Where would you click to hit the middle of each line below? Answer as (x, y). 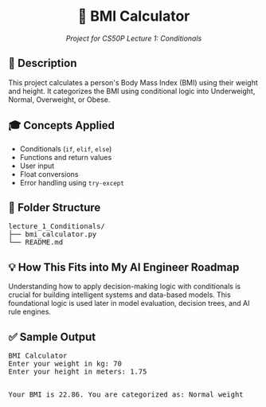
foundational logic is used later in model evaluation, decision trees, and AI (129, 303)
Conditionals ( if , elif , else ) (66, 149)
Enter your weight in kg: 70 (65, 364)
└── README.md (36, 243)
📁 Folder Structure (55, 207)
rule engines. (30, 312)
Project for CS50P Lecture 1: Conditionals (134, 38)
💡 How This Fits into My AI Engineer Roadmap (124, 267)
